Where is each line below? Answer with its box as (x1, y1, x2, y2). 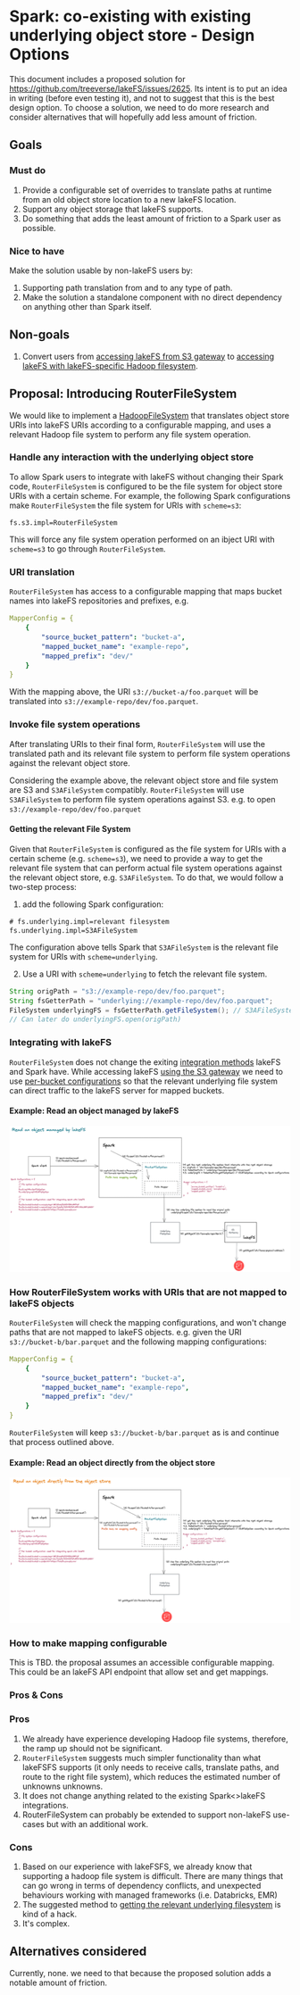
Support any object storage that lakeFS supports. (21, 204, 204, 214)
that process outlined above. (9, 1437, 114, 1448)
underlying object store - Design (9, 25, 255, 46)
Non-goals (9, 328, 70, 343)
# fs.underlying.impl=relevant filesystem (9, 917, 170, 926)
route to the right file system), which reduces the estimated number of (21, 1771, 281, 1782)
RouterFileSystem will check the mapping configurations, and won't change (9, 1317, 287, 1327)
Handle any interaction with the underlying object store (9, 451, 254, 463)
